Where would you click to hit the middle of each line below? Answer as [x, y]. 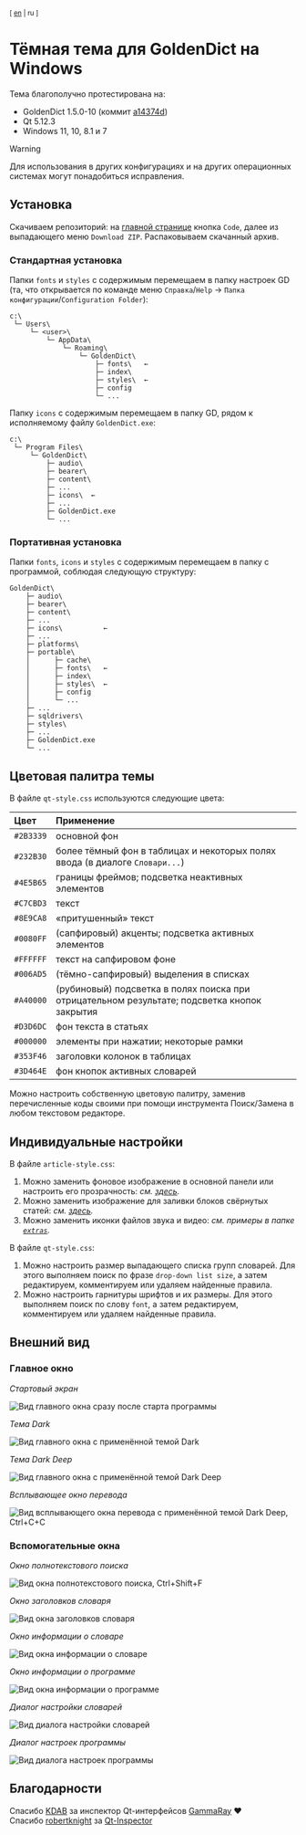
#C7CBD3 [31, 903]
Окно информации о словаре [67, 1636]
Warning [25, 148]
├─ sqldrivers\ [55, 717]
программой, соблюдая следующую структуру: [103, 571]
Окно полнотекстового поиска [69, 1565]
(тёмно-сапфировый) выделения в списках [153, 974]
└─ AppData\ [69, 341]
